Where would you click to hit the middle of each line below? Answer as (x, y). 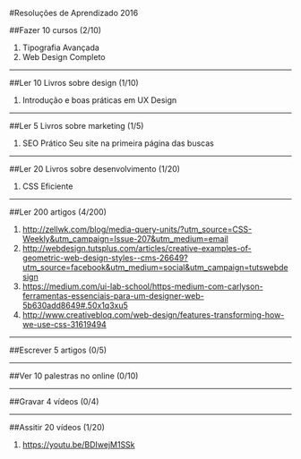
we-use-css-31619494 (64, 324)
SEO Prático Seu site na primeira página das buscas (118, 143)
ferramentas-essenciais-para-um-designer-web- (113, 296)
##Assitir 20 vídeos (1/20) (57, 427)
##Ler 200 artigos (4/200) (58, 212)
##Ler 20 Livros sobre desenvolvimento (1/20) (95, 169)
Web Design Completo (64, 57)
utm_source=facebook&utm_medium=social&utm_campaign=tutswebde (155, 267)
